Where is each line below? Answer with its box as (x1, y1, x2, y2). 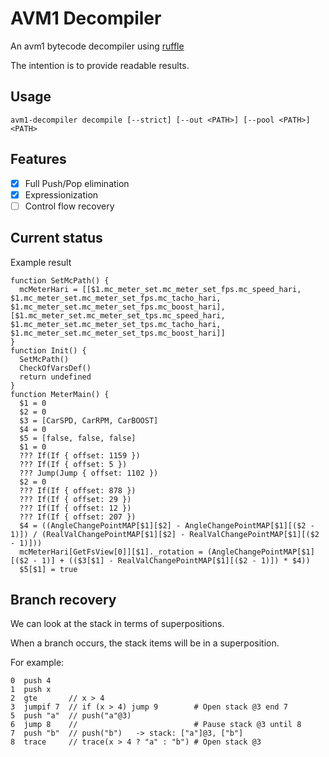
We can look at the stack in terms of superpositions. (10, 618, 225, 630)
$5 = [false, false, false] (19, 433, 137, 443)
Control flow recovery (24, 200, 115, 212)
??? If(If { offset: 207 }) (19, 512, 137, 522)
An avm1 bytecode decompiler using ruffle (10, 40, 185, 52)
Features (10, 151, 67, 168)
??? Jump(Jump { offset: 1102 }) (19, 468, 159, 478)
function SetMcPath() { (10, 275, 110, 286)
